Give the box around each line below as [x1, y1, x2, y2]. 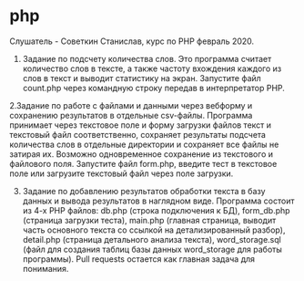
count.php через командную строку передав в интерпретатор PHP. [22, 82, 285, 93]
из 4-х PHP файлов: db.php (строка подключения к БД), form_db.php [22, 204, 290, 215]
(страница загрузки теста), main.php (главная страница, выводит [22, 214, 277, 225]
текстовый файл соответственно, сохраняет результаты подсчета [9, 129, 267, 140]
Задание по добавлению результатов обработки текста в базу [22, 185, 266, 196]
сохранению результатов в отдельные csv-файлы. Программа [9, 109, 253, 120]
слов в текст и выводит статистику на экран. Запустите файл [22, 72, 261, 83]
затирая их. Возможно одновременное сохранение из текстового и [9, 148, 273, 160]
